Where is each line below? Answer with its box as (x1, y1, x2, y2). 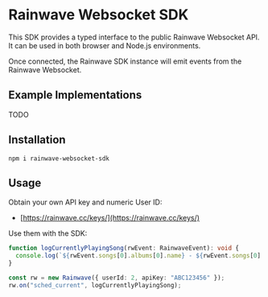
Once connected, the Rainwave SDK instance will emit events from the (8, 56, 242, 66)
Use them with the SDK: (8, 229, 88, 238)
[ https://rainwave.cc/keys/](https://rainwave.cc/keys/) (19, 213, 200, 223)
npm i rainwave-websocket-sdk (8, 155, 110, 163)
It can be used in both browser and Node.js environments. (8, 40, 201, 50)
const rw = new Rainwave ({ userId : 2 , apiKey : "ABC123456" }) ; (8, 274, 225, 282)
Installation (8, 133, 66, 146)
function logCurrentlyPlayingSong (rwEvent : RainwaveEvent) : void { (8, 244, 240, 253)
